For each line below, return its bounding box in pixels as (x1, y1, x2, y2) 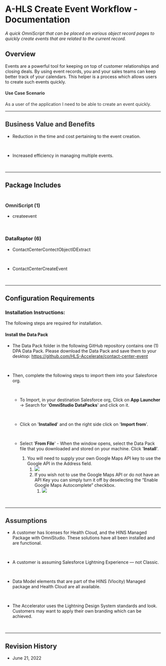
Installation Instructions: (5, 309, 66, 316)
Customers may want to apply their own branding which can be (12, 608, 142, 614)
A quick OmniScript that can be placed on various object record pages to (5, 30, 155, 36)
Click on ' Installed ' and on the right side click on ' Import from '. (19, 421, 148, 427)
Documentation (5, 14, 71, 25)
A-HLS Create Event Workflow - (5, 3, 138, 15)
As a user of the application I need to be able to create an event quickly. (5, 101, 152, 107)
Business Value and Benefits (5, 120, 95, 129)
